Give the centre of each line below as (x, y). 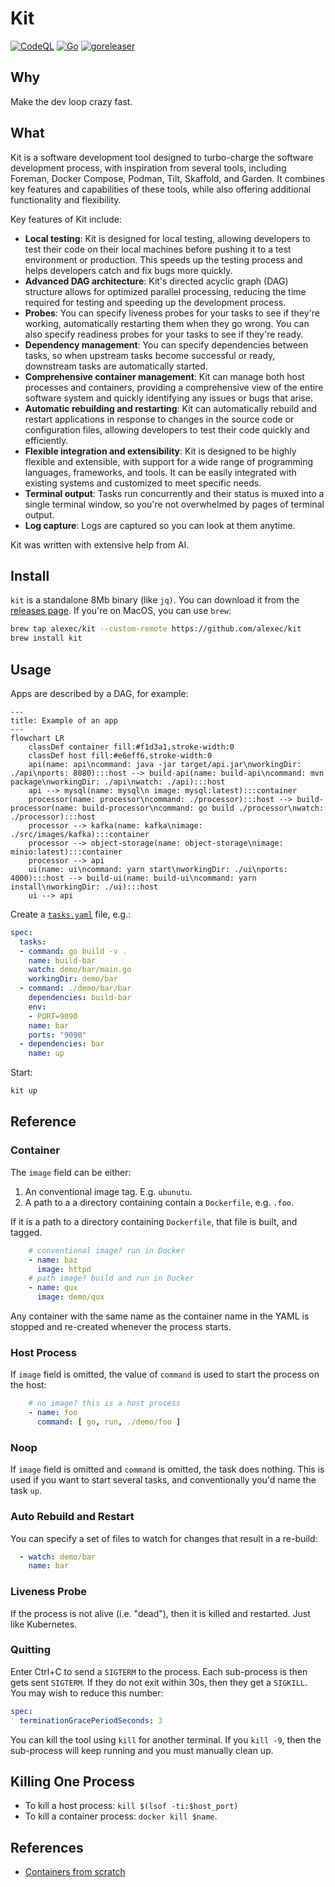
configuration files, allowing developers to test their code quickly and (167, 429)
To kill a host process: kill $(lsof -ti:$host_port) (131, 1806)
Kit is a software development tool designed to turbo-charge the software (162, 157)
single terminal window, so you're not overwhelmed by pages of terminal (174, 504)
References (47, 1847)
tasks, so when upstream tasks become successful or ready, (150, 355)
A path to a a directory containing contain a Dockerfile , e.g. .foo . (159, 1202)
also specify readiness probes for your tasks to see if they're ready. (164, 334)
